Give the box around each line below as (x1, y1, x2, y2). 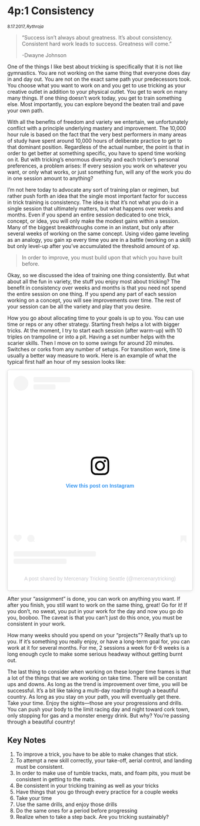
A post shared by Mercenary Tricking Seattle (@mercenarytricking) (24, 575, 176, 582)
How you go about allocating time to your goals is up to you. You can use (7, 314, 185, 321)
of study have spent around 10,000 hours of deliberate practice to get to (7, 137, 182, 144)
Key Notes (7, 735, 46, 745)
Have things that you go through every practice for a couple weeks (15, 788, 178, 795)
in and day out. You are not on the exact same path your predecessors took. (7, 75, 191, 83)
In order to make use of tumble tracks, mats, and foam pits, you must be (15, 769, 191, 776)
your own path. (7, 107, 44, 114)
